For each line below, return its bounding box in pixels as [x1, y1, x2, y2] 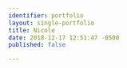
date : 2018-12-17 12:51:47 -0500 [8, 33, 120, 42]
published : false [8, 41, 66, 49]
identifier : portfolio [8, 11, 84, 20]
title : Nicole [8, 26, 56, 34]
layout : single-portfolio [8, 19, 94, 27]
